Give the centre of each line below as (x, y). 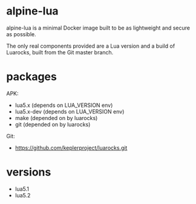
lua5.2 (23, 195)
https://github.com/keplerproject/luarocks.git (71, 148)
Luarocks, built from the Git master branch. (60, 52)
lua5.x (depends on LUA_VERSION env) (64, 105)
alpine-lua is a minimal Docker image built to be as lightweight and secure (98, 28)
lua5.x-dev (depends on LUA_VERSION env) (70, 111)
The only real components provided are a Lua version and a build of (91, 46)
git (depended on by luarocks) (53, 124)
